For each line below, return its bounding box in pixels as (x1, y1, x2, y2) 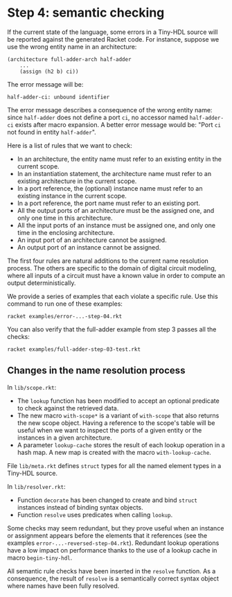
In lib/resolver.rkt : (7, 482, 66, 490)
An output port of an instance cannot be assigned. (17, 243, 161, 251)
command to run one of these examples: (7, 300, 123, 308)
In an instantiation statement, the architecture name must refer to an (17, 169, 212, 178)
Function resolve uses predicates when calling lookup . (17, 510, 173, 519)
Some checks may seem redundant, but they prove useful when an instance (7, 524, 224, 532)
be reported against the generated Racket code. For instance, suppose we (7, 35, 220, 43)
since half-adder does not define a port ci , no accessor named (7, 113, 188, 121)
